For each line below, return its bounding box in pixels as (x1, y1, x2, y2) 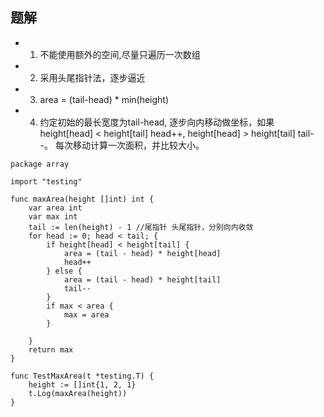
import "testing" (10, 176, 83, 187)
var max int (28, 211, 78, 222)
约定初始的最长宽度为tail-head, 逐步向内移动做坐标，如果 (39, 116, 275, 128)
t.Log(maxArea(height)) (28, 388, 128, 398)
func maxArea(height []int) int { (10, 194, 155, 204)
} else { (46, 266, 83, 276)
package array (10, 159, 70, 169)
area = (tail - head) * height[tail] (63, 274, 222, 285)
